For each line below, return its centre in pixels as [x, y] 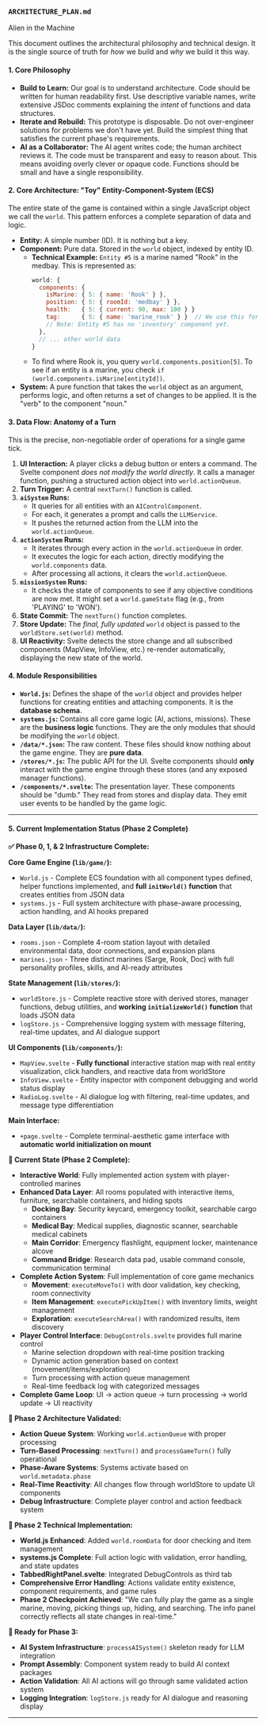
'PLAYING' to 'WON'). [67, 607]
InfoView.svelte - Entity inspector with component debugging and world [139, 1080]
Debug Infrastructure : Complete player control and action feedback [131, 1501]
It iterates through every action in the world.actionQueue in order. [137, 548]
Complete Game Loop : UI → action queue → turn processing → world [133, 1395]
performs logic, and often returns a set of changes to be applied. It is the [138, 396]
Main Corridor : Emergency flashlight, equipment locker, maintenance [144, 1243]
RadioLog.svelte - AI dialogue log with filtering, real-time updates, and [135, 1097]
